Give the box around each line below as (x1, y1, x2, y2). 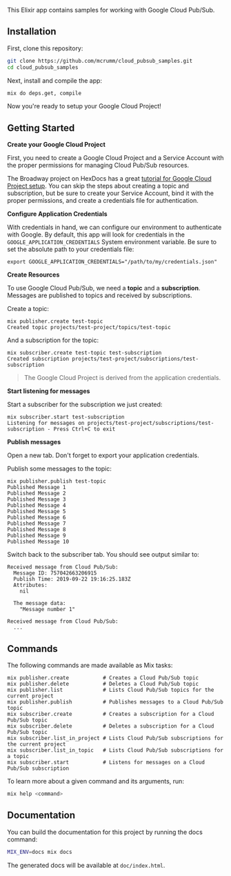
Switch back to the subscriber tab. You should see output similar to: (7, 550, 200, 559)
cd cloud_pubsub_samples (7, 63, 79, 71)
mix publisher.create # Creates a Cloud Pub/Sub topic (7, 675, 199, 681)
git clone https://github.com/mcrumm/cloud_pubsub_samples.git (7, 57, 193, 64)
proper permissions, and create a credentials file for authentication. (7, 197, 199, 205)
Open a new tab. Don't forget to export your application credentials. (7, 451, 199, 459)
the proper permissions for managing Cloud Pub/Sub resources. (7, 161, 190, 170)
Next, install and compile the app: (7, 76, 102, 85)
